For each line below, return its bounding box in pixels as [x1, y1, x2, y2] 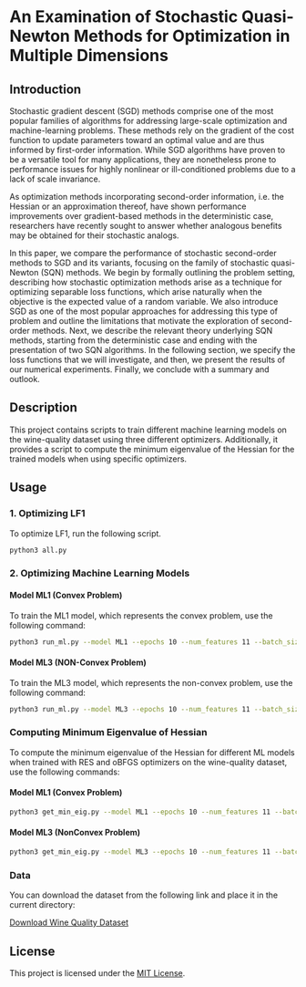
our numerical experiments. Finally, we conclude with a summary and [9, 364, 270, 375]
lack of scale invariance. [9, 173, 101, 184]
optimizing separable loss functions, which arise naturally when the [9, 286, 262, 297]
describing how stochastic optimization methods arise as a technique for [9, 276, 282, 287]
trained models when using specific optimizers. [9, 453, 188, 464]
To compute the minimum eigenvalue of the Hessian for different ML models [9, 746, 295, 758]
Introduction [9, 81, 82, 97]
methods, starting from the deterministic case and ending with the [9, 335, 258, 346]
